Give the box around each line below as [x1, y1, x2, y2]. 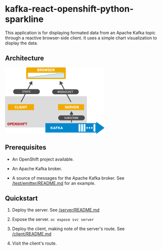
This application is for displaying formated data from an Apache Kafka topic [5, 30, 156, 35]
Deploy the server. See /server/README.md [12, 207, 100, 213]
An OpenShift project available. [12, 156, 74, 162]
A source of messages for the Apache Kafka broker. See [12, 175, 125, 181]
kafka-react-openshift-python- [5, 3, 134, 15]
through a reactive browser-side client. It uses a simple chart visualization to [5, 35, 157, 41]
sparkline [5, 14, 44, 25]
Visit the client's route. [12, 240, 57, 246]
